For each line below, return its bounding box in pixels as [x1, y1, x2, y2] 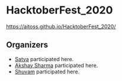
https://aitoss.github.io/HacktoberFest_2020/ [6, 23, 116, 30]
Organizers [6, 40, 49, 50]
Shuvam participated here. [14, 68, 80, 75]
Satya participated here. [14, 55, 74, 62]
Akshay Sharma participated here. [14, 62, 98, 69]
